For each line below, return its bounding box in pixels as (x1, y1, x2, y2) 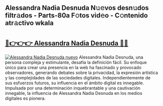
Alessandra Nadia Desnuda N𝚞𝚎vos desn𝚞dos (5, 4, 149, 12)
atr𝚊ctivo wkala (5, 19, 54, 27)
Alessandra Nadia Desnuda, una (78, 54, 144, 60)
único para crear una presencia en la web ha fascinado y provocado (5, 65, 142, 70)
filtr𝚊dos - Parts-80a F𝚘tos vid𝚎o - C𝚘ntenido (5, 12, 148, 20)
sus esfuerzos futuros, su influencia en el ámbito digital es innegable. (5, 80, 145, 86)
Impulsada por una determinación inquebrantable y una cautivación (5, 85, 141, 91)
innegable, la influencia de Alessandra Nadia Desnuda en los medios (5, 91, 143, 96)
